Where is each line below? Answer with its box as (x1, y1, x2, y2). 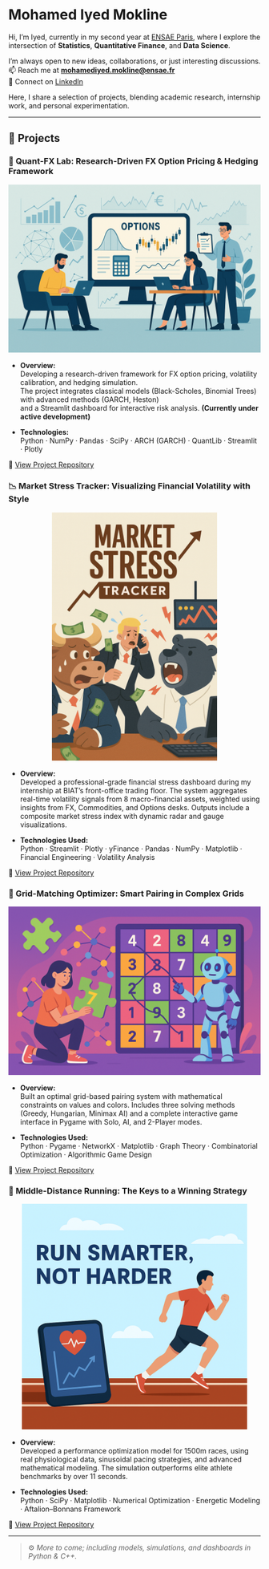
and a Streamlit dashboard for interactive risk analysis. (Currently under (19, 403, 259, 413)
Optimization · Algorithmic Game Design (19, 1149, 152, 1160)
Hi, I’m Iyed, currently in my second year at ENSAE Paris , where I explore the (8, 32, 261, 42)
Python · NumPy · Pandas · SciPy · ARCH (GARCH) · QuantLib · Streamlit (19, 436, 258, 446)
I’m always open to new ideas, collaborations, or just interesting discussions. (8, 56, 261, 66)
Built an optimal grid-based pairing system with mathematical (19, 1092, 223, 1101)
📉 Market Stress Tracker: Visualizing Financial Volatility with (8, 480, 251, 492)
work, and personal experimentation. (8, 100, 130, 110)
